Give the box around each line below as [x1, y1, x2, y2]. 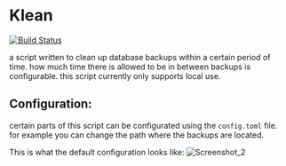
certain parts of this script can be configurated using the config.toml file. [9, 120, 278, 130]
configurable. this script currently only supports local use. [9, 70, 221, 81]
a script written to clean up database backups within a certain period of [9, 51, 271, 62]
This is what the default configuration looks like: [9, 146, 185, 157]
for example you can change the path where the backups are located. [9, 130, 265, 140]
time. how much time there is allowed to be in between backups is [9, 61, 251, 72]
